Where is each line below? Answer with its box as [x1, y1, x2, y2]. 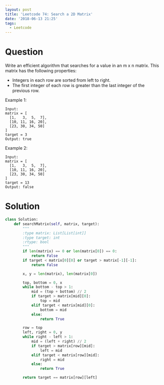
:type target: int [23, 235, 60, 240]
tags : [5, 21, 16, 26]
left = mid [40, 348, 63, 353]
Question [5, 46, 43, 58]
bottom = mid [40, 307, 67, 312]
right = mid [40, 357, 65, 362]
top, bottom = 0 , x [23, 280, 63, 285]
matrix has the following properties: [5, 68, 77, 74]
